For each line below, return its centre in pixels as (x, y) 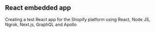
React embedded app (38, 8)
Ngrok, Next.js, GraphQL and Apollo (41, 24)
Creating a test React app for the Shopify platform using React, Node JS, (78, 19)
